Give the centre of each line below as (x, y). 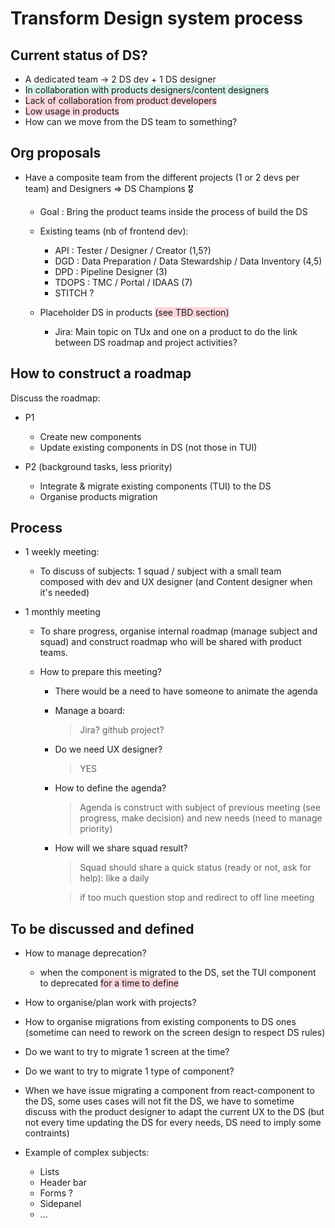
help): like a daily (114, 878)
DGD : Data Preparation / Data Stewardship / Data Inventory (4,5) (188, 261)
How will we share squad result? (121, 848)
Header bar (63, 1183)
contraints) (47, 1133)
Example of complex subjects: (87, 1153)
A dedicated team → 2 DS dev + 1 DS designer (120, 79)
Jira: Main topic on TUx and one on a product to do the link (176, 331)
